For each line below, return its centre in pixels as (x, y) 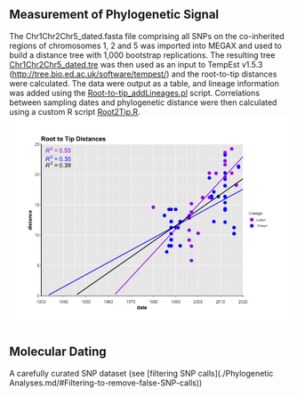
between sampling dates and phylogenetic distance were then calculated (143, 102)
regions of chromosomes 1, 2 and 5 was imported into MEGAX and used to (146, 45)
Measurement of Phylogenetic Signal (114, 15)
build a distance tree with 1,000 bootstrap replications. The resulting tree (142, 55)
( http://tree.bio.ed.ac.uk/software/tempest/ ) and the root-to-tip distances (143, 74)
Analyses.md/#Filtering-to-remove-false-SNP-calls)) (106, 383)
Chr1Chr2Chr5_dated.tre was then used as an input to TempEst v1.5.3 (136, 64)
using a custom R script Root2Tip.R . (75, 111)
